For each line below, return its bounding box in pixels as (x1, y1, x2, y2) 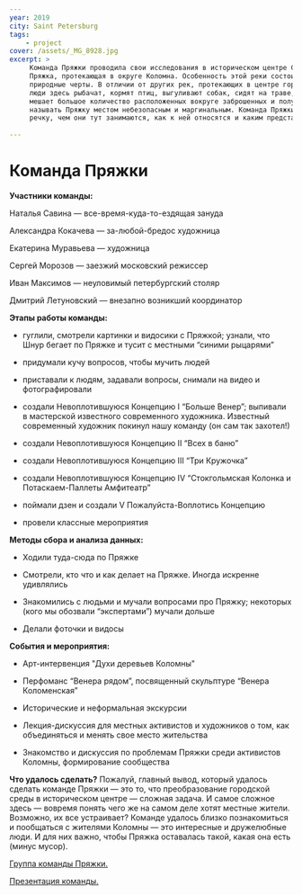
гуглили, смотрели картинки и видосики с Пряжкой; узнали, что (22, 329, 271, 340)
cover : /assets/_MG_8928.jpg (9, 47, 119, 56)
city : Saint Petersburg (9, 22, 99, 31)
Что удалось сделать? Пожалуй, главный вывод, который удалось (9, 774, 268, 784)
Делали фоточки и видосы (22, 622, 124, 634)
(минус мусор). (9, 840, 68, 851)
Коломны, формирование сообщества (22, 756, 171, 767)
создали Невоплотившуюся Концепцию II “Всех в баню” (22, 437, 239, 448)
